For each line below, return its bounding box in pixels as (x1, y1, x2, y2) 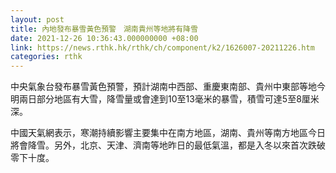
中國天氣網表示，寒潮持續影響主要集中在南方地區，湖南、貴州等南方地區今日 (10, 127, 326, 139)
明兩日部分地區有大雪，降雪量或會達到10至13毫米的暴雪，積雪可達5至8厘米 (10, 93, 320, 105)
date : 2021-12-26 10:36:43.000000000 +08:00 (10, 33, 199, 43)
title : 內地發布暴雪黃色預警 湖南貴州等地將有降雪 (10, 24, 198, 34)
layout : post (10, 14, 65, 25)
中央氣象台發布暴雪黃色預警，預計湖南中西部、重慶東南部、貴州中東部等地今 (10, 81, 326, 93)
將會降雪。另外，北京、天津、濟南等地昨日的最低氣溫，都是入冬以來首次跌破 (10, 139, 326, 151)
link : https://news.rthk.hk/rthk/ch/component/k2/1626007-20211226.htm (10, 42, 315, 53)
